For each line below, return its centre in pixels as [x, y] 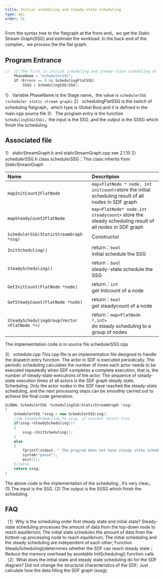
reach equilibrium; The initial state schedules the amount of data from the [79, 532]
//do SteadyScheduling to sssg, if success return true [72, 419]
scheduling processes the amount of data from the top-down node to [86, 527]
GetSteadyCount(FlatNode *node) [45, 302]
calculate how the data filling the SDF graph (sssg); [57, 571]
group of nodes [110, 332]
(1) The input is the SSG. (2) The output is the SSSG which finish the [73, 489]
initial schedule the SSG [119, 254]
